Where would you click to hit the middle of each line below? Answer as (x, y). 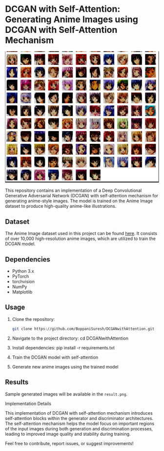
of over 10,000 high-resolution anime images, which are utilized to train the (81, 239)
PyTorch (20, 276)
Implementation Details (28, 403)
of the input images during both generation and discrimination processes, (79, 428)
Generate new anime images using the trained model (65, 367)
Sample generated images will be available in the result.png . (66, 394)
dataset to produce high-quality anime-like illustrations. (61, 206)
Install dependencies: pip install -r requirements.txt (63, 347)
